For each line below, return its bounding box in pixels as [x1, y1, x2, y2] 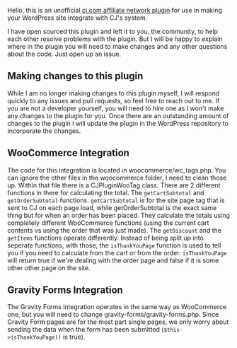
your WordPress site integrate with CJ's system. [7, 13, 148, 22]
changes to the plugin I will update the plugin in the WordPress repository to [7, 119, 229, 127]
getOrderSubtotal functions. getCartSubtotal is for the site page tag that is [7, 196, 225, 204]
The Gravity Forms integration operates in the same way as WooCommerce [7, 303, 227, 311]
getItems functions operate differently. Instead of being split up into [7, 233, 204, 242]
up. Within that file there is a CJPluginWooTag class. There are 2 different [7, 180, 221, 190]
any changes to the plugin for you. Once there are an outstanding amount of [7, 111, 229, 120]
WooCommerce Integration [7, 147, 129, 159]
